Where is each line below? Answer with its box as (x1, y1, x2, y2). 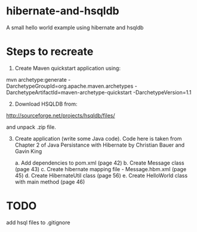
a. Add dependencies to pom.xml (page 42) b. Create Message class (14, 159, 184, 166)
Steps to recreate (6, 45, 94, 58)
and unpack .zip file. (6, 123, 57, 131)
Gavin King (14, 147, 42, 154)
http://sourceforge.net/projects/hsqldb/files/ (6, 112, 115, 119)
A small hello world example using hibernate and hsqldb (6, 24, 144, 31)
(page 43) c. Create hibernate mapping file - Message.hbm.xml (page (14, 165, 187, 172)
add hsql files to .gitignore (6, 219, 70, 226)
